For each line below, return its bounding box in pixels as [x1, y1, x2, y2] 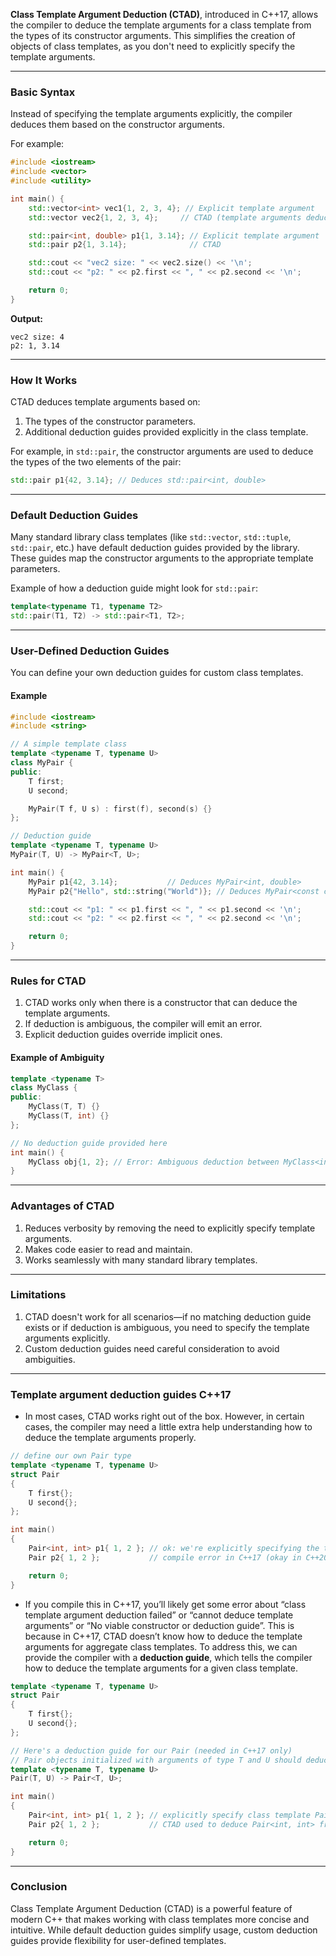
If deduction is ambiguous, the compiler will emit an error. [24, 1018, 263, 1030]
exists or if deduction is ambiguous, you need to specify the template [24, 1321, 310, 1333]
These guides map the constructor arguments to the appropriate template [10, 552, 314, 564]
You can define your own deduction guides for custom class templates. [10, 667, 304, 679]
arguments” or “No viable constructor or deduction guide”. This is [24, 1619, 295, 1631]
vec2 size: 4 [10, 332, 65, 342]
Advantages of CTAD [10, 1199, 115, 1213]
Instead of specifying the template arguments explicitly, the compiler [10, 108, 293, 120]
